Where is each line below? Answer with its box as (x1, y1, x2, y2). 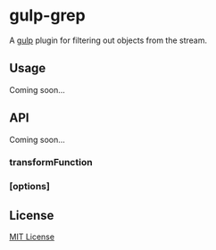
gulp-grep (9, 5, 87, 26)
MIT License (9, 231, 55, 242)
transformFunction (9, 156, 93, 169)
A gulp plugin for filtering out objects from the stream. (9, 35, 208, 46)
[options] (9, 180, 51, 193)
